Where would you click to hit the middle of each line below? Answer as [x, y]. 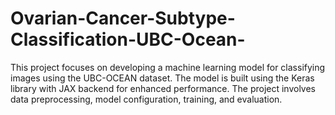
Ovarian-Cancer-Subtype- [123, 18]
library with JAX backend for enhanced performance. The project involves [163, 88]
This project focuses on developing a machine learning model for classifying [168, 67]
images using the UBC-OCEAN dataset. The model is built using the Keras [162, 78]
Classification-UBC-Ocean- [128, 39]
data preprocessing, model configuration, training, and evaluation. [146, 99]
